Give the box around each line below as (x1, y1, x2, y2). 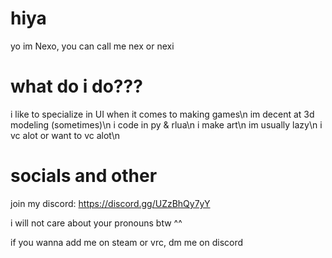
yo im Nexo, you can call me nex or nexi (10, 40, 175, 52)
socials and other (10, 165, 158, 187)
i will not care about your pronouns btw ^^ (10, 217, 183, 229)
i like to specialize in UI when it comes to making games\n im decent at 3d (10, 108, 315, 120)
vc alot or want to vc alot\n (10, 129, 121, 141)
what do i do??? (10, 75, 143, 98)
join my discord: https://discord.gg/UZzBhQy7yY (10, 197, 211, 209)
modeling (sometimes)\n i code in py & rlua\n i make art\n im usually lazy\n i (10, 118, 323, 131)
